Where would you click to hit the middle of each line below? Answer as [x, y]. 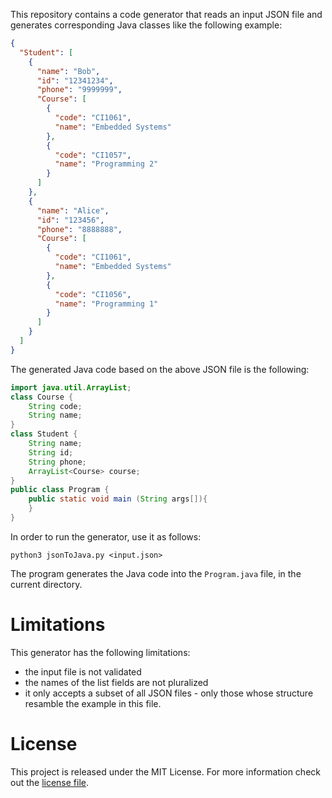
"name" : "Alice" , [73, 210]
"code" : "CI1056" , [93, 294]
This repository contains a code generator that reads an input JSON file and [166, 14]
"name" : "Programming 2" [106, 164]
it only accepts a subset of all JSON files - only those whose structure [169, 693]
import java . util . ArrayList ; [71, 387]
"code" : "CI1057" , [93, 155]
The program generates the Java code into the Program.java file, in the [156, 573]
